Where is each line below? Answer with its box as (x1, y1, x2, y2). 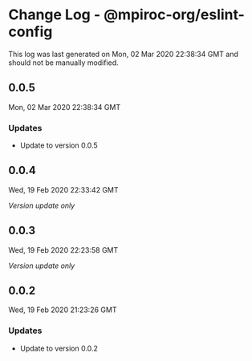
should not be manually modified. (8, 58, 119, 67)
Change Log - (8, 6, 101, 24)
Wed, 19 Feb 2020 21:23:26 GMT (8, 305, 117, 314)
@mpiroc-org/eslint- (103, 6, 245, 24)
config (8, 22, 53, 41)
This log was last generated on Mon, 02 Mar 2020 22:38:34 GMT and (8, 49, 239, 59)
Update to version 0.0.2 (19, 343, 99, 353)
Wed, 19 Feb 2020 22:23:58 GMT (8, 245, 119, 254)
